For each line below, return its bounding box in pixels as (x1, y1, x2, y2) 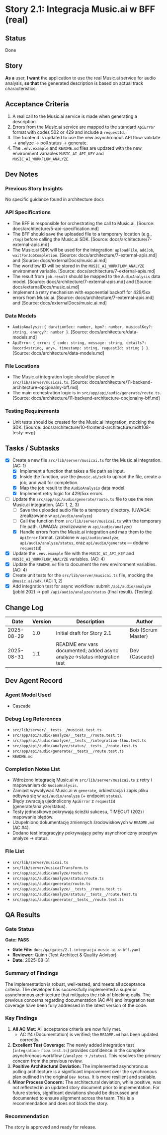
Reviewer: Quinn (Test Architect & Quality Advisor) (12, 952, 117, 958)
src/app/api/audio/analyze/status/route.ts (12, 876, 104, 881)
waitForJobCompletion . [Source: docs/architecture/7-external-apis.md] (12, 252, 157, 258)
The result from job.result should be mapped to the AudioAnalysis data (12, 273, 161, 279)
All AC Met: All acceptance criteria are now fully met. (12, 1026, 122, 1032)
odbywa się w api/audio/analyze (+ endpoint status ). (12, 793, 123, 799)
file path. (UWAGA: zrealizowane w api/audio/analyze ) (19, 523, 132, 530)
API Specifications (5, 209, 51, 216)
